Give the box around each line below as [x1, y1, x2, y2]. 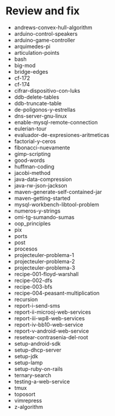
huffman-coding [14, 162, 55, 170]
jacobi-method [14, 169, 51, 176]
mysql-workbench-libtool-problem [14, 201, 100, 208]
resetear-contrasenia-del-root [14, 333, 89, 340]
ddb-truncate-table [14, 99, 62, 107]
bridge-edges [14, 68, 48, 75]
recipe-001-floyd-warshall [14, 270, 79, 277]
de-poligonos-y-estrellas [14, 106, 76, 113]
